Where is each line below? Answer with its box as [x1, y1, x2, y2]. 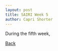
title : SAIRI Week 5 [5, 12, 49, 17]
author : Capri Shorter [5, 17, 53, 22]
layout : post [5, 7, 33, 13]
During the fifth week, [5, 31, 50, 37]
